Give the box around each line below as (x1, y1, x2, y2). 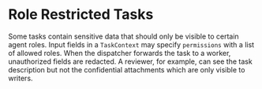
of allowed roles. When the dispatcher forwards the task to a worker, (8, 48, 231, 57)
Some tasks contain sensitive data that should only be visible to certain (8, 32, 239, 41)
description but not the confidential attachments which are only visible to (8, 65, 245, 74)
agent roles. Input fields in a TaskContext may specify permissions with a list (8, 39, 255, 49)
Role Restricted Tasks (8, 6, 154, 24)
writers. (8, 73, 33, 83)
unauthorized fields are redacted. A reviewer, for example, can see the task (8, 57, 253, 66)
